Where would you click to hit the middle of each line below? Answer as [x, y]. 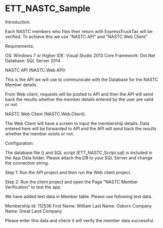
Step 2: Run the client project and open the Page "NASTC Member [72, 182]
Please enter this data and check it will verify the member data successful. [80, 220]
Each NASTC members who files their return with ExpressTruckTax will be [79, 31]
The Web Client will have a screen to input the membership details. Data [77, 123]
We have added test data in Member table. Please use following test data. [79, 196]
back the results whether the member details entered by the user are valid [79, 99]
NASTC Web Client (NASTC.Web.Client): [45, 114]
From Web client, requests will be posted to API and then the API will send [79, 94]
